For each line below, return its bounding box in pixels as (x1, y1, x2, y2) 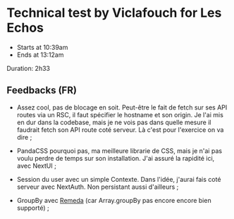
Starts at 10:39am (16, 43, 68, 51)
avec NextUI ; (16, 161, 57, 170)
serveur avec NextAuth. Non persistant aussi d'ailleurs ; (16, 182, 179, 191)
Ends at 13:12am (16, 51, 64, 59)
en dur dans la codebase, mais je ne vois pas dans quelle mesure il (16, 118, 211, 126)
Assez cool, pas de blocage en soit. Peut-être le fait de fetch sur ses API (16, 103, 228, 112)
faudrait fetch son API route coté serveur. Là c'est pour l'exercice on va (16, 125, 224, 134)
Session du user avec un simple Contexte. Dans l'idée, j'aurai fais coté (16, 175, 221, 183)
